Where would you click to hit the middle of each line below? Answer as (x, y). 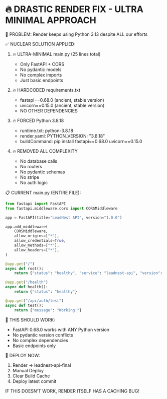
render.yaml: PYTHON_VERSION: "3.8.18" (62, 136)
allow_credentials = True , (40, 241)
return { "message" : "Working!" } (48, 310)
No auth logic (34, 182)
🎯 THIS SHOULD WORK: (30, 320)
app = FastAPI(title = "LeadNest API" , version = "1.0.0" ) (64, 218)
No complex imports (41, 75)
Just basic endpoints (42, 80)
